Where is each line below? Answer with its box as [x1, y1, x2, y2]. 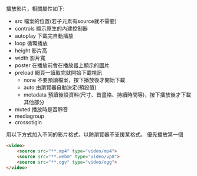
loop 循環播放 [14, 40, 48, 47]
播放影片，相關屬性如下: [6, 5, 65, 12]
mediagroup [14, 112, 44, 119]
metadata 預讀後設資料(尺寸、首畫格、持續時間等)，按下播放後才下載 [23, 91, 192, 98]
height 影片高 [14, 47, 48, 54]
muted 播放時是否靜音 [14, 106, 68, 113]
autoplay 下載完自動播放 [14, 32, 74, 39]
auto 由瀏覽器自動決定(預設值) [23, 84, 97, 91]
